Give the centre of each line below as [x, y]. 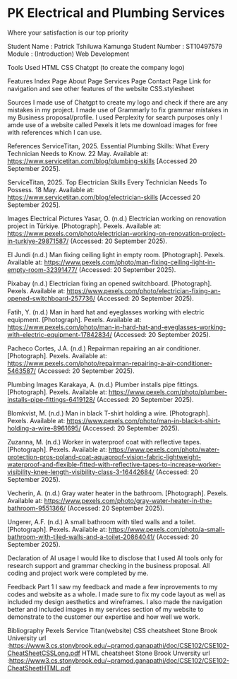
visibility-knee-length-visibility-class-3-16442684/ [81, 472]
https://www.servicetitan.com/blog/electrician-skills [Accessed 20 [104, 197]
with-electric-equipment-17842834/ [60, 334]
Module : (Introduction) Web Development [68, 54]
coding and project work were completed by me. [78, 573]
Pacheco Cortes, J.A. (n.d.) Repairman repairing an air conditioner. [104, 348]
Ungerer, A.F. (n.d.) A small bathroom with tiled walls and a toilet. [102, 521]
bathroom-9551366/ [37, 508]
